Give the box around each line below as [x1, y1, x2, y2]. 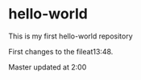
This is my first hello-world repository [8, 31, 133, 41]
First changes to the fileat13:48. [8, 46, 114, 56]
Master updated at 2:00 [8, 62, 87, 72]
